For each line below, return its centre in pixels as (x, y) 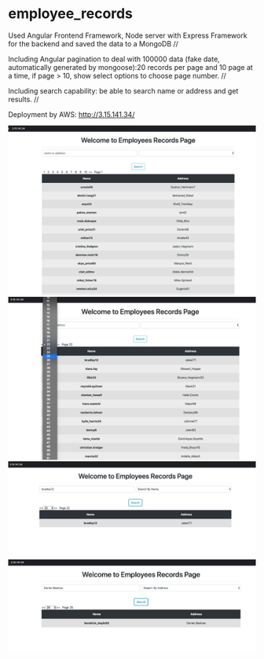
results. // (24, 99)
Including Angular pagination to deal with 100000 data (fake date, (114, 59)
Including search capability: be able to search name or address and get (123, 90)
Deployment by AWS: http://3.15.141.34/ (71, 114)
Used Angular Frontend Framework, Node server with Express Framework (128, 35)
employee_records (71, 14)
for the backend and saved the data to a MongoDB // (93, 43)
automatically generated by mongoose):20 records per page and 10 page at (130, 67)
